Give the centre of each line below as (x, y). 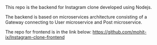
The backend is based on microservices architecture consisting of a (76, 17)
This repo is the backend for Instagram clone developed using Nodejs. (78, 7)
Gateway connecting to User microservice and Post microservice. (74, 22)
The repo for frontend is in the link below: (48, 32)
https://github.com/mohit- (120, 32)
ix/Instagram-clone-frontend (35, 37)
